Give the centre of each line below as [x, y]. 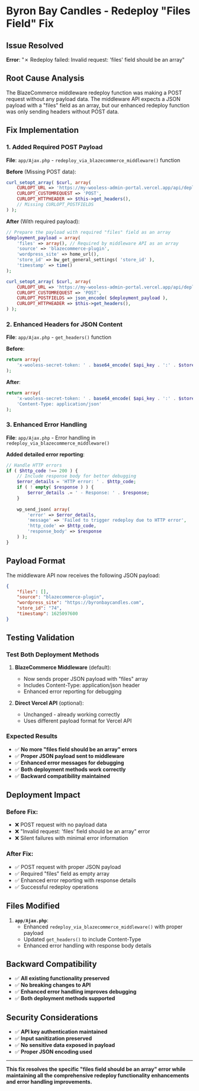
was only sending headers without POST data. [63, 112]
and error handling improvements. [49, 1082]
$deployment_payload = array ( [44, 238]
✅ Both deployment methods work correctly [70, 769]
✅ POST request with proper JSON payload [68, 867]
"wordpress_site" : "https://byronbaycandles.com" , [81, 603]
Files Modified [33, 906]
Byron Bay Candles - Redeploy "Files [98, 11]
